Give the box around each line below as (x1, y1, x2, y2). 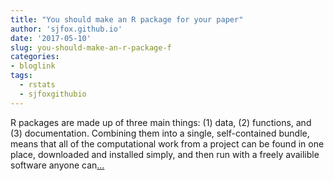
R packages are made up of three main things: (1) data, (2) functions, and (10, 116, 312, 128)
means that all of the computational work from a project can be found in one (10, 137, 325, 150)
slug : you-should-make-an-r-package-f (10, 42, 172, 53)
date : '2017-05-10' (10, 33, 92, 43)
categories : (10, 52, 60, 62)
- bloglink (10, 61, 56, 71)
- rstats (19, 80, 56, 90)
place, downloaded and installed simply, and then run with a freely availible (10, 148, 320, 160)
